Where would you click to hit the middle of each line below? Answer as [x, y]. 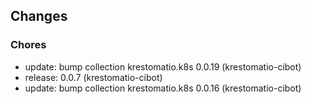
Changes [39, 16]
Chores [28, 45]
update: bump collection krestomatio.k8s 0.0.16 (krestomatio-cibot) [163, 88]
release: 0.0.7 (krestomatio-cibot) [93, 77]
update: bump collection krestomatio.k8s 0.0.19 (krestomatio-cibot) [163, 66]
